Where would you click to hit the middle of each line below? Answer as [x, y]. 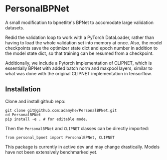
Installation [23, 89]
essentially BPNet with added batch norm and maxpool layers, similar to [79, 68]
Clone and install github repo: [35, 101]
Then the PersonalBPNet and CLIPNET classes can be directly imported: [77, 128]
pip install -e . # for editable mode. [47, 119]
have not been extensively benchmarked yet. [51, 152]
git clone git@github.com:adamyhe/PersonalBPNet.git [61, 110]
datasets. [15, 27]
